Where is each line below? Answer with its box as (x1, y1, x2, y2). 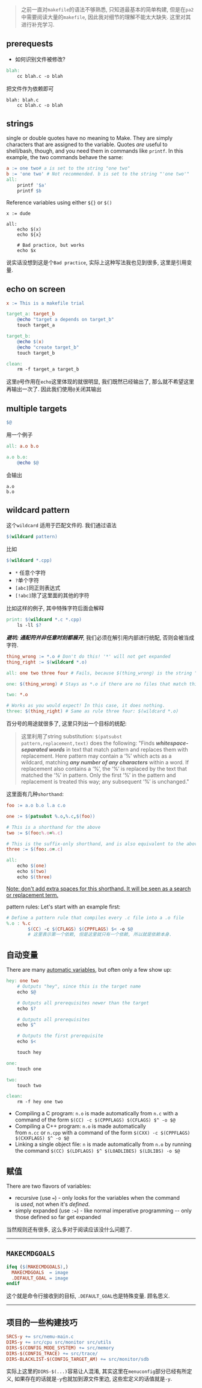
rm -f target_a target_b (17, 366, 79, 373)
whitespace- (156, 740, 189, 747)
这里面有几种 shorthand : (6, 790, 64, 798)
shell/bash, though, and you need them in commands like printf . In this (6, 147, 183, 154)
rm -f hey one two (17, 1099, 63, 1105)
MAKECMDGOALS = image (11, 1269, 69, 1275)
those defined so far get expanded (14, 1213, 101, 1220)
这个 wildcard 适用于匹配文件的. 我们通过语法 (6, 522, 117, 529)
